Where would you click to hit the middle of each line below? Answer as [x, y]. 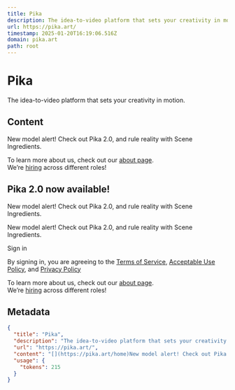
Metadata [29, 312]
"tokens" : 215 [40, 367]
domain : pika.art [33, 40]
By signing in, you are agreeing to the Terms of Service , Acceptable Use [111, 261]
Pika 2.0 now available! [59, 189]
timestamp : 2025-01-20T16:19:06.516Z [62, 33]
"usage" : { [29, 361]
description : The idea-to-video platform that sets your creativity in [114, 20]
